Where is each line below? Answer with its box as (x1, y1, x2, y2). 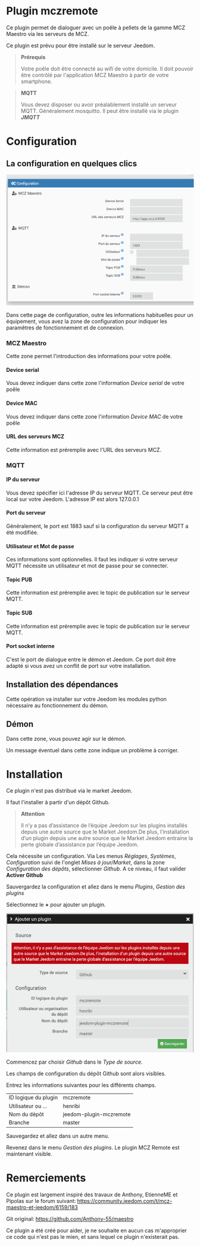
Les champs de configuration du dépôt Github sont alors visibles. (6, 1070, 167, 1077)
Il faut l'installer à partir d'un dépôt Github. (6, 799, 110, 806)
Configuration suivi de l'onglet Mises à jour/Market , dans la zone (6, 859, 165, 866)
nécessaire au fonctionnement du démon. (6, 701, 109, 709)
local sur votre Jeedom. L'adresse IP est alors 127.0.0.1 (6, 495, 139, 503)
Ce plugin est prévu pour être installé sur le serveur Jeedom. (6, 42, 155, 49)
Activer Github (6, 872, 43, 879)
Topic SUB (6, 609, 33, 616)
